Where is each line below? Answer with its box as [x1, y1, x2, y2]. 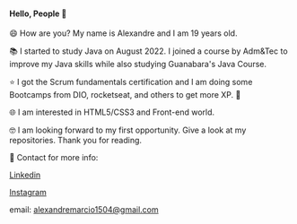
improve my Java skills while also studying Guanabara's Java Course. [9, 59, 267, 70]
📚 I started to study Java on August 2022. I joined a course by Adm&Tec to [9, 46, 289, 56]
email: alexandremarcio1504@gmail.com [9, 204, 159, 215]
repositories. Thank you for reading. [9, 135, 142, 146]
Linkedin [9, 169, 41, 180]
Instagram [9, 187, 47, 198]
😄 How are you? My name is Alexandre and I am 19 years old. [9, 28, 238, 39]
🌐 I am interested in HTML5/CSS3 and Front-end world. [9, 107, 215, 117]
